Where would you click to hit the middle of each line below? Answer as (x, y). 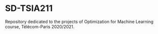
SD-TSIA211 (29, 8)
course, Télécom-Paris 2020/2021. (40, 26)
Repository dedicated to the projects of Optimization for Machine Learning (79, 22)
